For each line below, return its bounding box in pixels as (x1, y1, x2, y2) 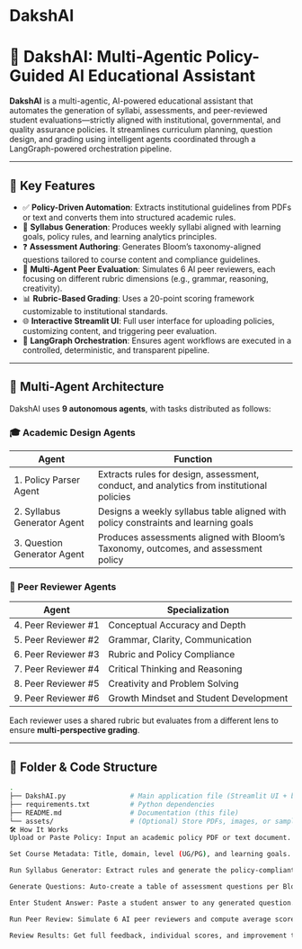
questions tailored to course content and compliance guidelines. (22, 254, 261, 265)
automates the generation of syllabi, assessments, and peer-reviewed (9, 105, 268, 116)
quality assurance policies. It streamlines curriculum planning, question (9, 124, 273, 135)
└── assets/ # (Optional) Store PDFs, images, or (9, 817, 271, 826)
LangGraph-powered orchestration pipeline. (9, 143, 173, 154)
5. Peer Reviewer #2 (13, 634, 101, 646)
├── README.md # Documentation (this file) (9, 808, 240, 818)
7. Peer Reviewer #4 (13, 663, 101, 675)
